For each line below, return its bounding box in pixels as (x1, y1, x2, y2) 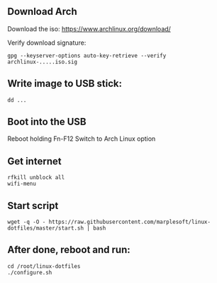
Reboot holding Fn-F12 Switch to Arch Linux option (7, 134, 156, 143)
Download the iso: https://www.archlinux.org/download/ (7, 24, 172, 33)
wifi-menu (7, 181, 37, 188)
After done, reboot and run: (7, 244, 130, 256)
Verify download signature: (7, 38, 87, 47)
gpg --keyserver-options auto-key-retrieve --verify (7, 52, 167, 59)
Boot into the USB (7, 116, 87, 128)
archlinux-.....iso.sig (7, 58, 78, 65)
